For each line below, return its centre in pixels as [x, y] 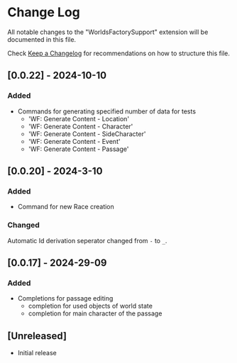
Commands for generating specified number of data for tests [107, 111]
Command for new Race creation [66, 207]
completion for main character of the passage [95, 313]
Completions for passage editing [65, 298]
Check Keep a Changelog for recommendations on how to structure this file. [119, 53]
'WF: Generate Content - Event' [74, 141]
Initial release [37, 353]
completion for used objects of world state [90, 306]
